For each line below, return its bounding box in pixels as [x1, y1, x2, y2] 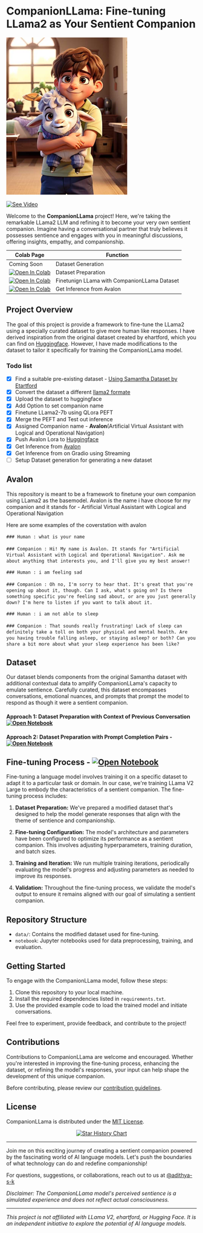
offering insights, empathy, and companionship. [6, 238, 125, 245]
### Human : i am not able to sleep [6, 610, 98, 617]
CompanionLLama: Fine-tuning [6, 4, 166, 18]
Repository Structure [6, 914, 88, 925]
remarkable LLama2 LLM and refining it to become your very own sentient [6, 219, 191, 226]
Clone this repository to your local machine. [14, 988, 124, 995]
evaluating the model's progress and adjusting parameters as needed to [14, 866, 195, 873]
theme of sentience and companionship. [14, 817, 116, 824]
